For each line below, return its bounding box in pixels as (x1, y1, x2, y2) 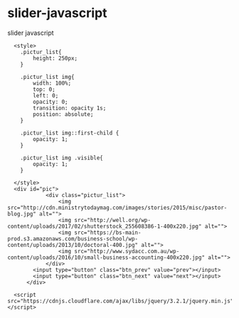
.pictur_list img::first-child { (20, 129, 119, 137)
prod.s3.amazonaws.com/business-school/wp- (7, 235, 139, 243)
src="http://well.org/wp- (74, 216, 152, 223)
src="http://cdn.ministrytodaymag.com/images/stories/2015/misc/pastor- (7, 204, 228, 211)
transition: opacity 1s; (33, 105, 107, 112)
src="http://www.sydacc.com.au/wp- (74, 248, 180, 255)
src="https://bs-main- (74, 229, 142, 236)
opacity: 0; (33, 98, 69, 105)
